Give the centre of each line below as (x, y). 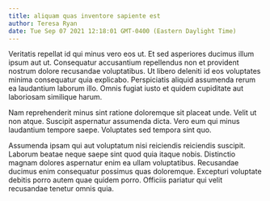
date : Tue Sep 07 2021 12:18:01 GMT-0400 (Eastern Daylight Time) (122, 31)
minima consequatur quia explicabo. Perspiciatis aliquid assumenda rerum (132, 80)
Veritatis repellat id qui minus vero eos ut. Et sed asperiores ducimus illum (131, 54)
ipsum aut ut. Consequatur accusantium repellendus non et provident (124, 62)
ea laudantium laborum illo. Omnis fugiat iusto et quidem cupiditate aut (126, 88)
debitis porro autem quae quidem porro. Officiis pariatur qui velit (116, 180)
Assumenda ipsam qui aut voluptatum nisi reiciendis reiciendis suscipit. (127, 146)
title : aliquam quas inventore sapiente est (84, 16)
